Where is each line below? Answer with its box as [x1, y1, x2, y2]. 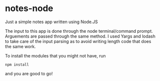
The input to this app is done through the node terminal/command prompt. [5, 28, 153, 34]
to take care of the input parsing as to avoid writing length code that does [5, 38, 151, 44]
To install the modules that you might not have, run [5, 53, 106, 58]
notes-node [5, 3, 53, 14]
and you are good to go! [5, 70, 53, 76]
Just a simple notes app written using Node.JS [5, 19, 98, 25]
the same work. [5, 43, 36, 49]
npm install [5, 62, 29, 67]
